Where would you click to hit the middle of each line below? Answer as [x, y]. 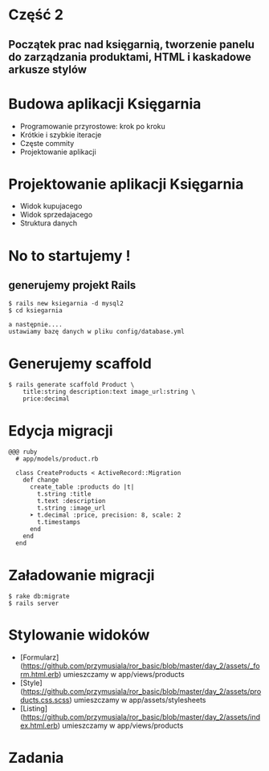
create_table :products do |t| [82, 487]
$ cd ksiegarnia [35, 310]
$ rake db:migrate [39, 597]
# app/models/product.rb [57, 459]
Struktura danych [49, 223]
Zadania [36, 758]
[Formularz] [39, 657]
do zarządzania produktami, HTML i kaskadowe [130, 57]
